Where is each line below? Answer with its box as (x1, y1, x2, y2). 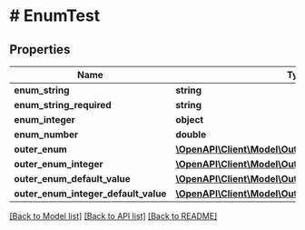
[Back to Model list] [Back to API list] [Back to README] (9, 211, 218, 221)
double (175, 128, 207, 141)
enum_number (14, 128, 79, 141)
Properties (9, 42, 71, 57)
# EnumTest (9, 5, 101, 26)
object (175, 114, 204, 125)
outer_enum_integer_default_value (14, 187, 167, 200)
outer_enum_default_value (14, 173, 132, 185)
